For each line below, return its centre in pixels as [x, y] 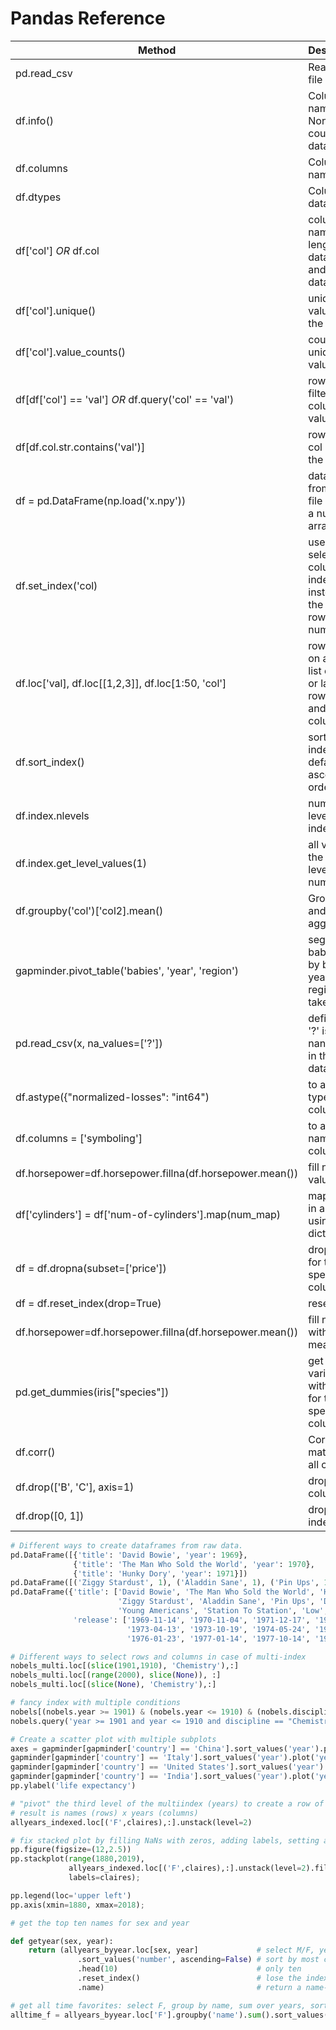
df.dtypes [38, 197]
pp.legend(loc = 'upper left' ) [71, 1895]
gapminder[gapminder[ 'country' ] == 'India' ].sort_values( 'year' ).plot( [162, 1777]
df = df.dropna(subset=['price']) [91, 1268]
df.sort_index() [50, 762]
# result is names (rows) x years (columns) [104, 1813]
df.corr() [35, 1452]
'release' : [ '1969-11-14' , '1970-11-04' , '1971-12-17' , [192, 1620]
